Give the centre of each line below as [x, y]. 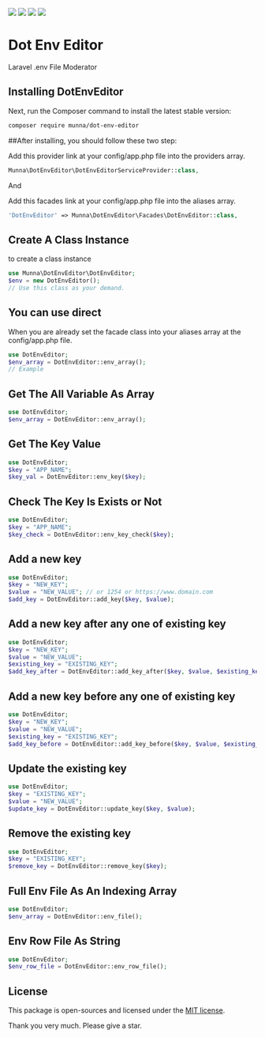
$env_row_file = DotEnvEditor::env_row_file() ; [88, 967]
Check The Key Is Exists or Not [85, 502]
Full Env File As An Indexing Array [93, 891]
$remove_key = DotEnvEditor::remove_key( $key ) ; [88, 866]
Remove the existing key [70, 834]
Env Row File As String [64, 941]
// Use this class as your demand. [67, 288]
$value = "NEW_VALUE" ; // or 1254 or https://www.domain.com [111, 592]
